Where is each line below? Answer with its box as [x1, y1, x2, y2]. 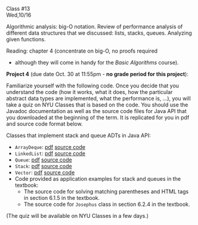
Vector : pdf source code [14, 169, 75, 176]
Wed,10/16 [6, 11, 32, 19]
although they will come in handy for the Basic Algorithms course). [14, 59, 179, 66]
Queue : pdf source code [14, 156, 73, 163]
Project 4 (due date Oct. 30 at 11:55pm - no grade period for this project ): [6, 71, 189, 77]
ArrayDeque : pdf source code [14, 144, 85, 150]
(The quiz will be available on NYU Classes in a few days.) [6, 212, 149, 219]
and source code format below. [6, 120, 83, 127]
